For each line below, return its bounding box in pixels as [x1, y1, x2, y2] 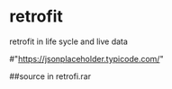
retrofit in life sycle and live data [9, 36, 129, 47]
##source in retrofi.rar [9, 70, 92, 82]
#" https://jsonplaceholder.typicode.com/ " [9, 53, 164, 64]
